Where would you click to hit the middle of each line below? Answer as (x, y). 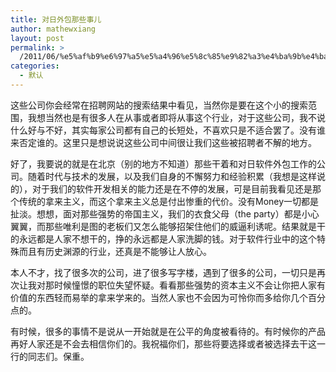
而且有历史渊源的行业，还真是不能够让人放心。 (115, 251)
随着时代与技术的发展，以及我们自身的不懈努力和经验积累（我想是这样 (172, 176)
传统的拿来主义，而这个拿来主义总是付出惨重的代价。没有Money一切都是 (169, 201)
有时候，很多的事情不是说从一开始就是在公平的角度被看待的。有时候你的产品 (168, 331)
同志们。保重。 (58, 356)
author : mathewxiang (53, 29)
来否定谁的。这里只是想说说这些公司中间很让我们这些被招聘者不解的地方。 (163, 142)
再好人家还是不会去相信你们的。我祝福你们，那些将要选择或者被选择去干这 (163, 343)
